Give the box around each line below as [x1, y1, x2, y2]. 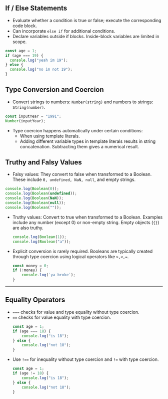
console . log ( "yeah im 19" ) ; [9, 58, 68, 63]
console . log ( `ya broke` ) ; [21, 273, 76, 278]
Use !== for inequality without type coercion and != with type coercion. [12, 356, 159, 362]
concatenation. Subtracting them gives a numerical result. [19, 143, 139, 149]
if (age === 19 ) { [5, 53, 43, 58]
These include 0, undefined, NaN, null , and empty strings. [12, 176, 136, 182]
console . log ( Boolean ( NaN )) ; [5, 195, 64, 201]
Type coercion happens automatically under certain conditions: [12, 127, 143, 133]
